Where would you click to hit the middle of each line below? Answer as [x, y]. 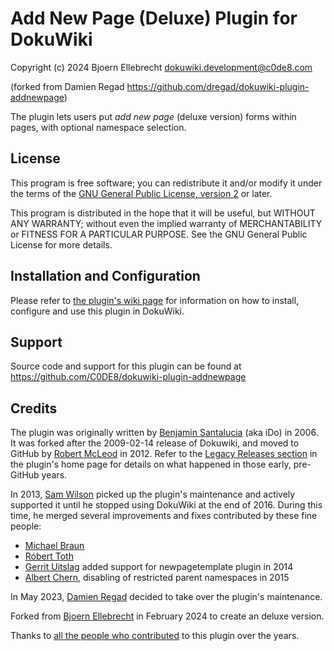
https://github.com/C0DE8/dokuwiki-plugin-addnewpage [128, 377]
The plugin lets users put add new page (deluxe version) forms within [153, 116]
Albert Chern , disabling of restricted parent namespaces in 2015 [157, 578]
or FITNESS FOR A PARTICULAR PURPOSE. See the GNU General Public [159, 234]
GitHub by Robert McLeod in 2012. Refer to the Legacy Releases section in [164, 454]
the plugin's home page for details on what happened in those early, [151, 464]
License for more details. [61, 244]
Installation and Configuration [105, 276]
